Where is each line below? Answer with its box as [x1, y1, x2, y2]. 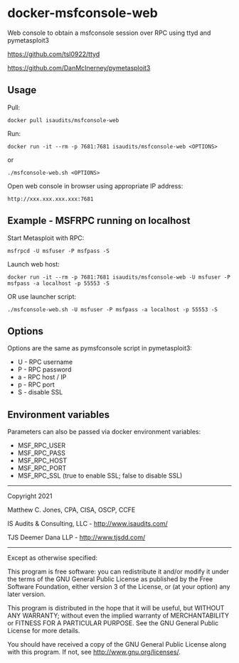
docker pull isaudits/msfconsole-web [7, 117, 119, 124]
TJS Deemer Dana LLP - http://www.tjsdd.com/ [7, 533, 146, 541]
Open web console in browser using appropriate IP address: [7, 181, 184, 190]
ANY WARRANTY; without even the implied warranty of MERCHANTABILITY [7, 611, 230, 620]
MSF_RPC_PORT [17, 464, 67, 473]
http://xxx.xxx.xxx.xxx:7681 [7, 195, 94, 203]
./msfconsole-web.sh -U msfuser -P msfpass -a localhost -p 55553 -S [7, 306, 218, 313]
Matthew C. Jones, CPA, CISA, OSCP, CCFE [7, 506, 136, 514]
